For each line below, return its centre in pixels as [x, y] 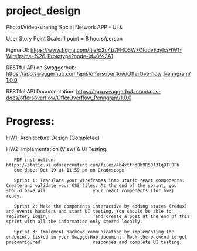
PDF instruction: [35, 160]
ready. [14, 196]
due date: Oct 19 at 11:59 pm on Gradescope [69, 170]
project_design [43, 11]
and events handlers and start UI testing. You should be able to [89, 211]
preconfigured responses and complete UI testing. [94, 242]
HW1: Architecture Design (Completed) [53, 138]
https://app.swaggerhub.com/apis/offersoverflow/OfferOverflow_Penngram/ [98, 73]
